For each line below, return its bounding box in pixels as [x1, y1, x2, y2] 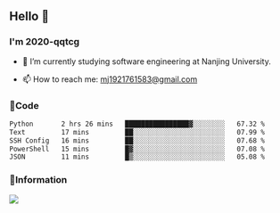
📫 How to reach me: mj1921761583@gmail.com [21, 73, 198, 85]
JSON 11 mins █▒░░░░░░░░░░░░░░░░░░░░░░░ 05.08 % [9, 152, 266, 161]
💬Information [9, 174, 68, 186]
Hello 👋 [9, 9, 50, 24]
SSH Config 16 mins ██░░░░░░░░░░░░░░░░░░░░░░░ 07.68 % [9, 135, 266, 145]
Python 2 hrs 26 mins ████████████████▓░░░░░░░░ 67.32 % [9, 119, 266, 128]
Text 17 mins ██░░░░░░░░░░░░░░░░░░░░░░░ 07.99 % [9, 127, 266, 136]
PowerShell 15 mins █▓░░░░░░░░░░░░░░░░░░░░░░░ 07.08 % [9, 144, 266, 153]
